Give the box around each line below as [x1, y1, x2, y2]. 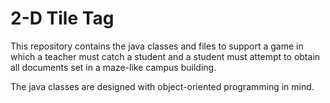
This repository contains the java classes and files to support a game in [10, 40, 304, 52]
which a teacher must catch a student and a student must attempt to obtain [10, 50, 321, 62]
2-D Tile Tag [10, 7, 115, 30]
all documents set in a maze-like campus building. [10, 61, 217, 73]
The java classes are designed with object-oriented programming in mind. [10, 80, 315, 92]
